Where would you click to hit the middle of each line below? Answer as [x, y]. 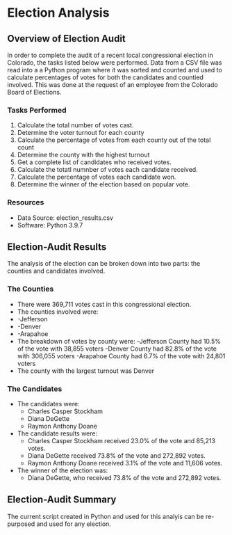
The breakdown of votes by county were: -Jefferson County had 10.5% [119, 341]
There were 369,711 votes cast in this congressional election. [104, 304]
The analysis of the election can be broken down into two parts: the [104, 264]
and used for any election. [74, 524]
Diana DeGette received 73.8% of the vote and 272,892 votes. [117, 456]
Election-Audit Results [57, 247]
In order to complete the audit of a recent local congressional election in [110, 55]
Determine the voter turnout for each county [81, 133]
